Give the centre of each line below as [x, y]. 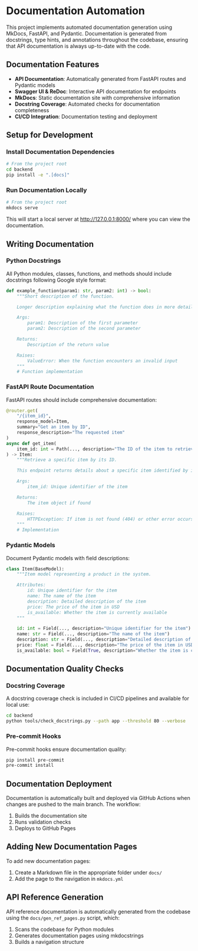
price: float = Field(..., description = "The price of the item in [100, 645]
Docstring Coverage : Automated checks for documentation [87, 104]
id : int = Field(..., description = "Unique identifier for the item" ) [104, 629]
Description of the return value [68, 344]
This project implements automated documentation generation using [89, 27]
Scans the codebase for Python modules [64, 929]
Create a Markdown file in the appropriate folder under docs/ [88, 872]
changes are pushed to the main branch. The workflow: [73, 805]
